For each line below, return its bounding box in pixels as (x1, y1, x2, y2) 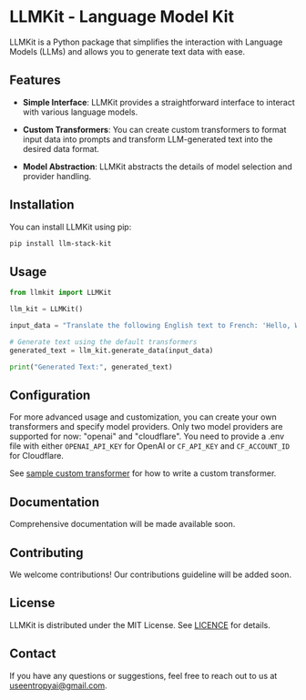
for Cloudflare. (9, 451, 64, 462)
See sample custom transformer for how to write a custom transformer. (9, 468, 277, 479)
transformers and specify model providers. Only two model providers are (9, 421, 283, 432)
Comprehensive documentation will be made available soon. (9, 519, 236, 530)
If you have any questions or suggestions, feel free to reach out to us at (9, 670, 278, 681)
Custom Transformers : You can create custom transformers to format (22, 124, 287, 135)
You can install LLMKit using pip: (9, 221, 132, 232)
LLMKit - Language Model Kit (9, 6, 235, 27)
